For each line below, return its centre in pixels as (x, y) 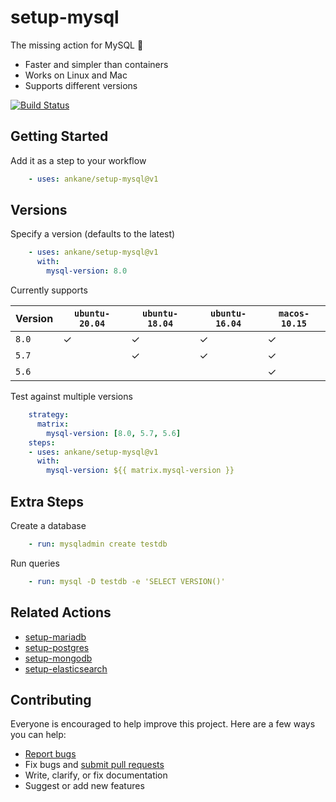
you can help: (38, 735)
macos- (294, 314)
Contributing (51, 699)
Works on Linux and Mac (76, 75)
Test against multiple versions (71, 397)
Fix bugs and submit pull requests (94, 765)
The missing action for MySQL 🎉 (77, 45)
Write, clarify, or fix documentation (96, 775)
